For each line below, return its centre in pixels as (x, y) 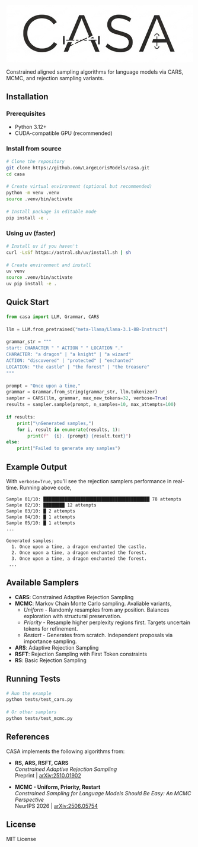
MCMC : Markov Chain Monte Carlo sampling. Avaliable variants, (93, 603)
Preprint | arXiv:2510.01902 (48, 775)
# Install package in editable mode (51, 212)
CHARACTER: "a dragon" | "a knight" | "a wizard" (69, 355)
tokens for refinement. (51, 628)
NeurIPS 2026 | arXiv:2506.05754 (56, 806)
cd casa (16, 174)
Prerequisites (26, 114)
